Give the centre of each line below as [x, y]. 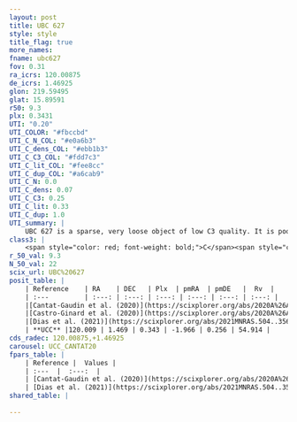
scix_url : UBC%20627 [47, 272]
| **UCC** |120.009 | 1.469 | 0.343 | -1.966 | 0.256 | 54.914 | [148, 330]
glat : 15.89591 [37, 100]
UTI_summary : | [37, 223]
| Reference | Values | [71, 363]
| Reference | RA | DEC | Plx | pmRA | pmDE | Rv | [150, 288]
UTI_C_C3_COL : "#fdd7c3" [55, 157]
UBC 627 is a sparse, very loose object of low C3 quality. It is [150, 231]
